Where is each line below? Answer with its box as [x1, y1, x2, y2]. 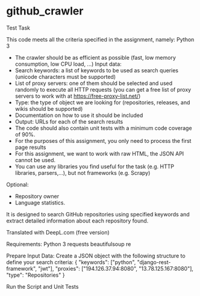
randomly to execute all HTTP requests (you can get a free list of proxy [14, 86, 192, 93]
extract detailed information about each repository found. [6, 217, 149, 224]
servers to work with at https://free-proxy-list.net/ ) [14, 92, 141, 99]
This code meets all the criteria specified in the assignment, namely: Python [6, 36, 195, 43]
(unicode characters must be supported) [14, 73, 116, 80]
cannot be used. [14, 156, 56, 163]
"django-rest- [137, 258, 171, 266]
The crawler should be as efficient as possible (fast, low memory [14, 54, 176, 61]
